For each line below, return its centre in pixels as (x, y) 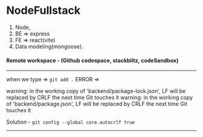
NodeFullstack (43, 11)
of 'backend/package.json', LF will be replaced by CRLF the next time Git (97, 104)
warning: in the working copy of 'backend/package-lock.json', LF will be (96, 91)
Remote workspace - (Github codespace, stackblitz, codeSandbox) (92, 60)
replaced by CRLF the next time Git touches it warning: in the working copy (100, 98)
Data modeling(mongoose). (49, 46)
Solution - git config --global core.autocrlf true (71, 122)
